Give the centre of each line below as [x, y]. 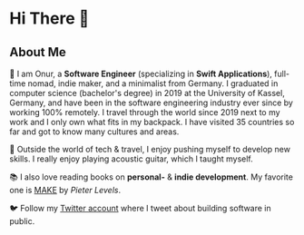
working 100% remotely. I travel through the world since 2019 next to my [145, 112]
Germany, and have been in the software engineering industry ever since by [151, 103]
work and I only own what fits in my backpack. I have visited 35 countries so [152, 122]
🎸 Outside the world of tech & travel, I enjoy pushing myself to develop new [150, 149]
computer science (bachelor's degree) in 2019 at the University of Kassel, [147, 93]
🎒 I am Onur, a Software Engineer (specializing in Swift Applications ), [141, 73]
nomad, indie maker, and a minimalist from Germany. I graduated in [153, 83]
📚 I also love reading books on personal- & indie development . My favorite [151, 177]
